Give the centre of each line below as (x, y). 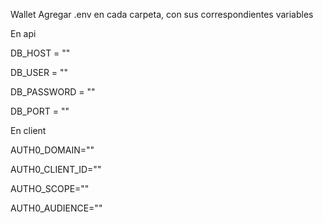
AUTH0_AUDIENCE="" (56, 208)
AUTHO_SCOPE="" (50, 188)
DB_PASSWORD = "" (53, 92)
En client (28, 130)
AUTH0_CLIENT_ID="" (56, 169)
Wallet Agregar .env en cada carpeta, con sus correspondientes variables (162, 14)
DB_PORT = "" (40, 111)
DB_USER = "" (39, 72)
